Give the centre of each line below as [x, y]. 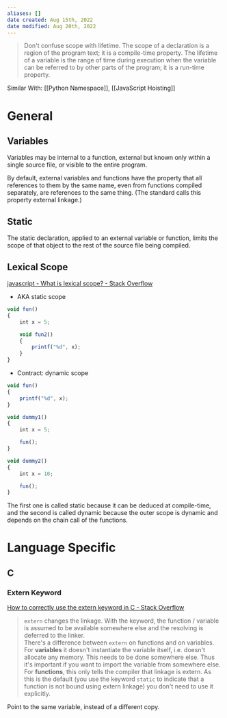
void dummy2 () [27, 461]
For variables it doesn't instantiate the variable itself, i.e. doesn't [115, 650]
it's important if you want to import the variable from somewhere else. [122, 665]
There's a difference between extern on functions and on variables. [119, 643]
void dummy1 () [27, 417]
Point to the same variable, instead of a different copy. [83, 707]
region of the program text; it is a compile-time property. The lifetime [121, 53]
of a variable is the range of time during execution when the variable [120, 60]
